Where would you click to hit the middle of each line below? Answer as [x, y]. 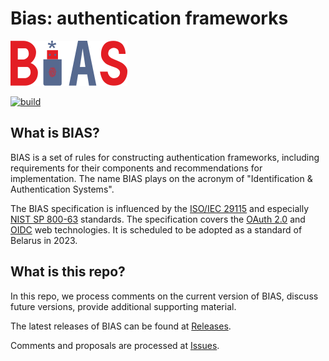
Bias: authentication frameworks [149, 18]
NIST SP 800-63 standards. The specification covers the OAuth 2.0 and [158, 219]
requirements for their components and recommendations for [136, 168]
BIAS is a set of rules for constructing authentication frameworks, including [165, 157]
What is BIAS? [55, 133]
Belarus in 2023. [44, 240]
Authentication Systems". [62, 189]
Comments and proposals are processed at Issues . [115, 345]
